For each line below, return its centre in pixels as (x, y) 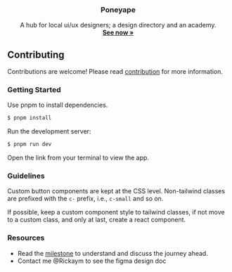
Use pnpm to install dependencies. (58, 105)
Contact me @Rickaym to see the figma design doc (92, 261)
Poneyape (118, 10)
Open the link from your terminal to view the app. (78, 158)
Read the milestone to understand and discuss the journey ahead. (113, 253)
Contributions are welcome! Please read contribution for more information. (115, 72)
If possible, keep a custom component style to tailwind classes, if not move (116, 212)
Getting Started (34, 90)
